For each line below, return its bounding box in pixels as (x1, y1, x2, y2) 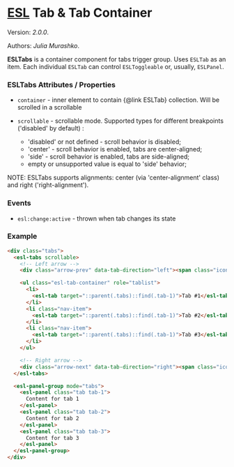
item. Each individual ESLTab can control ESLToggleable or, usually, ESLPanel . (7, 62, 224, 71)
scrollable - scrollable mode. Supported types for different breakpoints (17, 117, 224, 125)
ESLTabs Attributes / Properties (7, 80, 116, 89)
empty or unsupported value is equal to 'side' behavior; (27, 160, 187, 168)
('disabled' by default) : (17, 124, 85, 133)
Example (7, 232, 38, 242)
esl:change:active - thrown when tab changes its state (17, 214, 176, 223)
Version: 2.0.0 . (7, 28, 49, 36)
